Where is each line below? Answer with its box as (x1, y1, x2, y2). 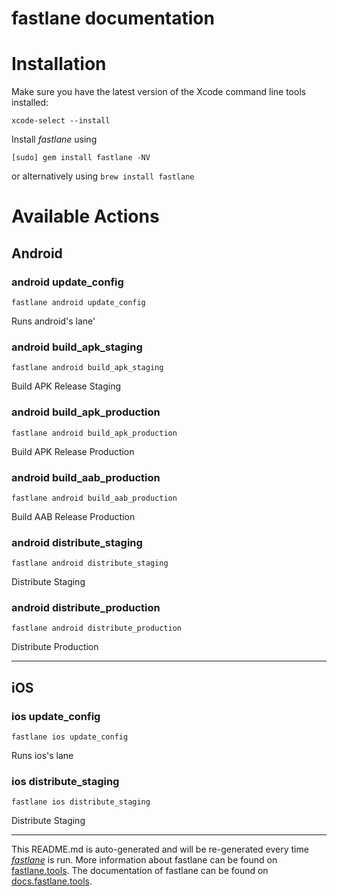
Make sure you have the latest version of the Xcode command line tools (11, 86, 307, 98)
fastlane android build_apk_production (11, 428, 178, 438)
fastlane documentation (11, 7, 215, 30)
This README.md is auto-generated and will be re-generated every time (11, 843, 309, 856)
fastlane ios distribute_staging (11, 797, 151, 807)
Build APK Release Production (11, 445, 135, 457)
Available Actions (11, 205, 160, 228)
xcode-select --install (11, 116, 111, 126)
